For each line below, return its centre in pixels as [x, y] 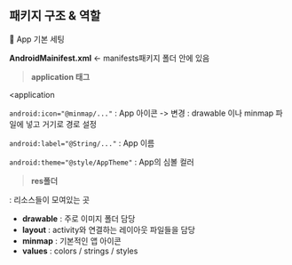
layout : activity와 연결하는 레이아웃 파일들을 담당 [108, 229]
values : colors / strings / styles [80, 251]
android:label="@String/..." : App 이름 [82, 143]
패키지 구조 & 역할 [55, 16]
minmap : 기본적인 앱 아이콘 [71, 241]
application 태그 [60, 76]
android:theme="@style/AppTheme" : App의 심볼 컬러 [102, 162]
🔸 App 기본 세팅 [37, 39]
